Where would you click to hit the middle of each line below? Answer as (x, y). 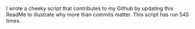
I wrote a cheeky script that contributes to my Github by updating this (90, 8)
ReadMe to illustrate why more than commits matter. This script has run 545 (97, 14)
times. (13, 21)
